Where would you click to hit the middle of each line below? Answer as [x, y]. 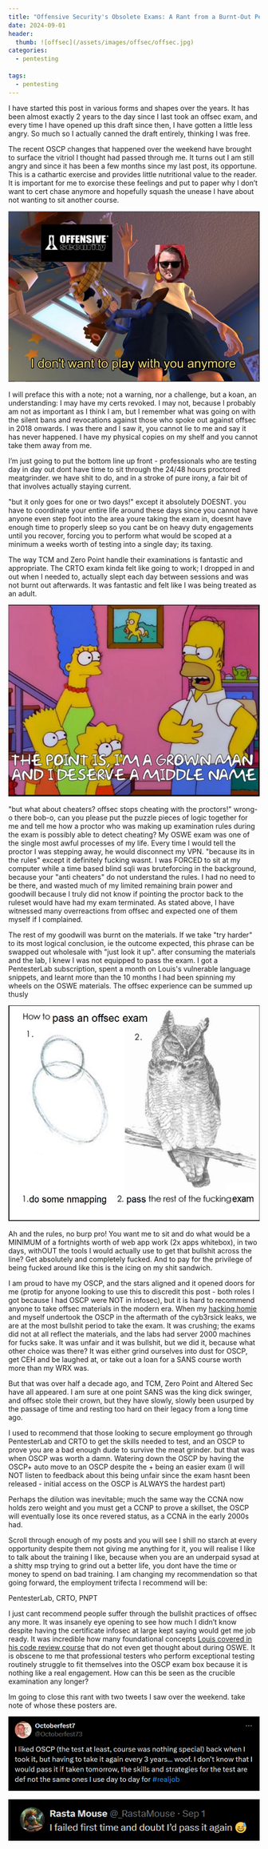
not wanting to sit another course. [64, 200]
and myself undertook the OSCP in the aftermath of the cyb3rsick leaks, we [132, 1316]
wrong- [245, 809]
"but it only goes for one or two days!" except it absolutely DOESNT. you [127, 502]
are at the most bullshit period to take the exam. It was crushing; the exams [132, 1325]
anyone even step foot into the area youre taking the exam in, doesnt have [130, 519]
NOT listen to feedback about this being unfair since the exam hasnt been [129, 1475]
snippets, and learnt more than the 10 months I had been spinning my [122, 977]
